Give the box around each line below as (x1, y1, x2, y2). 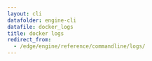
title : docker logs (7, 29, 64, 37)
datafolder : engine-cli (7, 17, 77, 24)
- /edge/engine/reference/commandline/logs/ (13, 43, 146, 50)
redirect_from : (7, 36, 52, 43)
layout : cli (7, 10, 42, 18)
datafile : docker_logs (7, 23, 74, 30)
